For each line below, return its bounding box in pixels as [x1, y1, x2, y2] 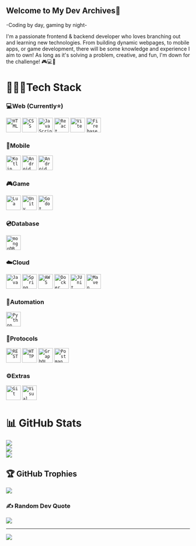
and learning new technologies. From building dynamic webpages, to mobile [6, 39, 190, 46]
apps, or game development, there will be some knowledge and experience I [6, 45, 190, 52]
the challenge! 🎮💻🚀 [6, 58, 56, 65]
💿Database [6, 219, 40, 227]
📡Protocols [6, 335, 38, 343]
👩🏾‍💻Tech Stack [6, 81, 82, 94]
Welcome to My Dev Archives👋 [6, 6, 121, 16]
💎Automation [6, 298, 45, 306]
